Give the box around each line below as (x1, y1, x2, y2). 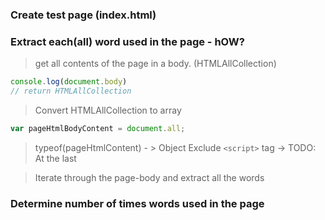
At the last (34, 152, 77, 164)
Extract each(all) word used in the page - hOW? (10, 34, 245, 48)
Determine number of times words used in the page (10, 196, 265, 210)
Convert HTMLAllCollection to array (34, 104, 182, 116)
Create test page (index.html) (10, 8, 157, 22)
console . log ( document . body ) (10, 77, 128, 87)
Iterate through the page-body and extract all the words (34, 171, 265, 183)
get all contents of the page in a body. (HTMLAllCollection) (34, 58, 277, 70)
